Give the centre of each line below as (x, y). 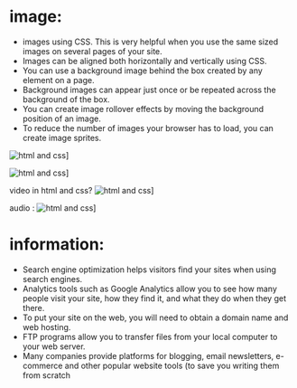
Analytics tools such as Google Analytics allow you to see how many (150, 289)
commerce (42, 365)
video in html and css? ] (82, 190)
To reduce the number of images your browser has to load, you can (148, 128)
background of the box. (66, 99)
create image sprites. (62, 137)
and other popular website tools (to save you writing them (172, 365)
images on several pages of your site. (92, 51)
